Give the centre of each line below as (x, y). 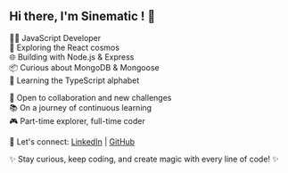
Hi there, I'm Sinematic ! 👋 (82, 16)
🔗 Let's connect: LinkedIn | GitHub (72, 141)
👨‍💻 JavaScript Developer (55, 37)
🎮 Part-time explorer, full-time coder (77, 120)
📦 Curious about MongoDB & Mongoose (84, 67)
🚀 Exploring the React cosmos (65, 47)
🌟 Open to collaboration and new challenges (91, 97)
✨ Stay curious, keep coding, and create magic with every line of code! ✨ (144, 159)
